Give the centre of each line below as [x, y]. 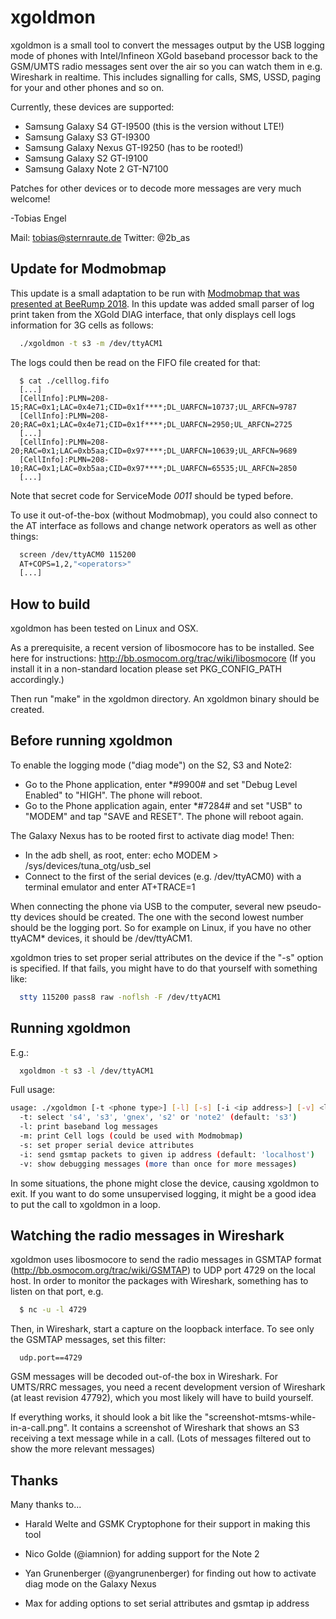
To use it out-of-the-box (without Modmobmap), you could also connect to [164, 515]
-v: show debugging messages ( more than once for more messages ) [158, 1164]
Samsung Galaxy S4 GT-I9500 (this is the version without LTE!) [154, 126]
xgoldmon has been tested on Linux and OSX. [104, 628]
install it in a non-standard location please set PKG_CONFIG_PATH [146, 669]
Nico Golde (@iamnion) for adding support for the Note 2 [142, 1554]
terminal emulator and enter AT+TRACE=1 [110, 887]
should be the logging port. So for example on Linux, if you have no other [161, 927]
